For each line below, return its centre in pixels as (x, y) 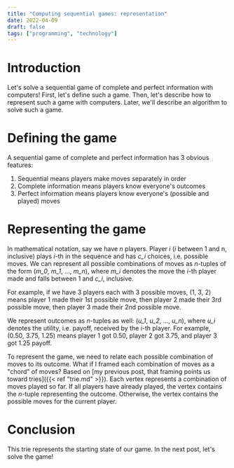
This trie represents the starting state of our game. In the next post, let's (111, 449)
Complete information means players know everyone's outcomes (111, 186)
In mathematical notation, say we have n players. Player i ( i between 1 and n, (117, 249)
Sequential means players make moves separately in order (102, 179)
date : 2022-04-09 (33, 20)
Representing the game (77, 229)
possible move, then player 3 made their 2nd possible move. (94, 307)
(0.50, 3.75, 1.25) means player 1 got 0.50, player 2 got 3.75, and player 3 (112, 336)
